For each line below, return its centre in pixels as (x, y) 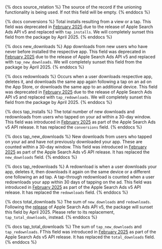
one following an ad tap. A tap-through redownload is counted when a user (80, 177)
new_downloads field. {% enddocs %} (41, 157)
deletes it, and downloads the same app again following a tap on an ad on (78, 82)
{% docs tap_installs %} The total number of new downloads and (70, 112)
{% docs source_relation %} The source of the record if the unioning (73, 7)
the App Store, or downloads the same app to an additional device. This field (81, 87)
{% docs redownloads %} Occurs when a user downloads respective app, (79, 76)
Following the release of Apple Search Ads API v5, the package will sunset (79, 207)
